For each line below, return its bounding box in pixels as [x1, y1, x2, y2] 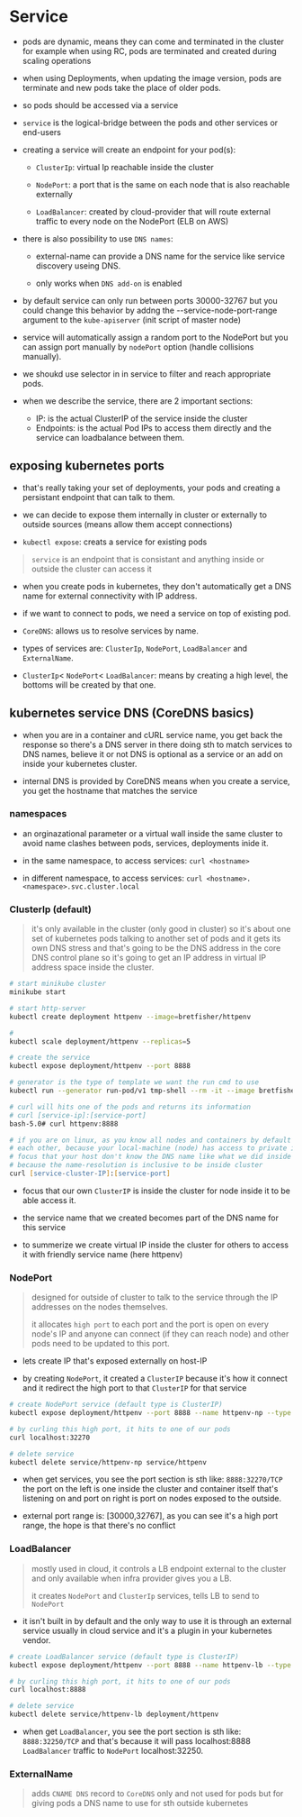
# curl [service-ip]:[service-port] [9, 1110, 147, 1119]
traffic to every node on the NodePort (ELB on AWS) [35, 215, 229, 226]
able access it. [22, 1194, 76, 1205]
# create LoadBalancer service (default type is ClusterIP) [9, 1652, 240, 1661]
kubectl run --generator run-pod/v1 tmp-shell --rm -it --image [9, 1086, 255, 1096]
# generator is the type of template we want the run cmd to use [9, 1078, 259, 1087]
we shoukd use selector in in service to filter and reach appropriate [22, 368, 271, 379]
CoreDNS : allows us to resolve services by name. [22, 625, 200, 636]
